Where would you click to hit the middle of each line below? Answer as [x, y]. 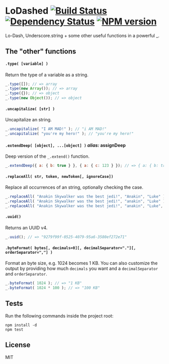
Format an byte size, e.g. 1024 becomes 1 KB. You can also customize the [81, 263]
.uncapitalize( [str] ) [30, 109]
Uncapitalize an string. [28, 120]
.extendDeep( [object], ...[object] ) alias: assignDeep [65, 145]
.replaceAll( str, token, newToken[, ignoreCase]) [59, 176]
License [18, 345]
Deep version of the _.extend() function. [47, 156]
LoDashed [27, 11]
